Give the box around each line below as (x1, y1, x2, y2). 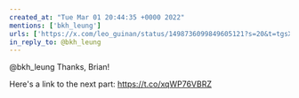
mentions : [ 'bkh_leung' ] (9, 21, 101, 30)
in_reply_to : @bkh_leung (9, 37, 101, 47)
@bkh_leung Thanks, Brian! (9, 62, 110, 72)
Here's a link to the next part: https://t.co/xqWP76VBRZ (9, 79, 212, 89)
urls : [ (9, 29, 38, 38)
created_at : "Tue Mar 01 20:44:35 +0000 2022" (9, 12, 185, 22)
